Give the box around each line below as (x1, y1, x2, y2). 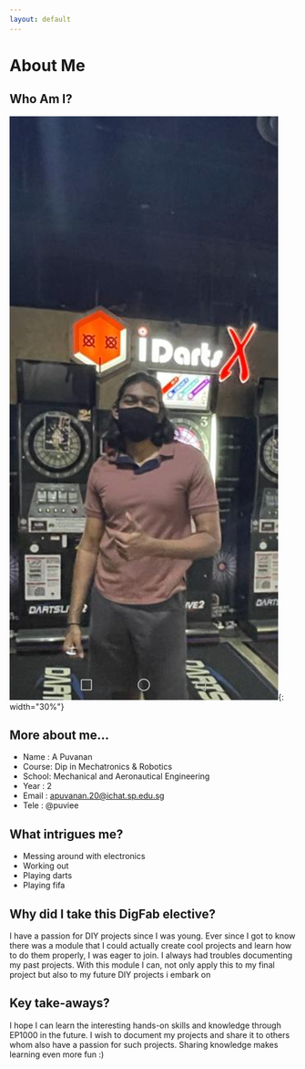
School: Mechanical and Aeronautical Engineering (22, 771, 210, 782)
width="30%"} (9, 701, 65, 711)
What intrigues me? (9, 826, 124, 842)
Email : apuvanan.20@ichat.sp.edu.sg (22, 790, 165, 802)
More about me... (9, 728, 109, 743)
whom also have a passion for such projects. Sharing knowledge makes (9, 1039, 279, 1050)
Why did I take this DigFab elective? (9, 906, 216, 921)
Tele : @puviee (22, 800, 79, 811)
